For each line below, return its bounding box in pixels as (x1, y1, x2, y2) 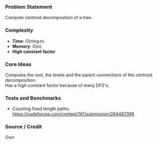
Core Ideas (5, 60, 32, 67)
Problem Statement (5, 3, 52, 10)
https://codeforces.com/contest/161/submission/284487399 (12, 111, 134, 117)
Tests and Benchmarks (5, 94, 61, 101)
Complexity (5, 27, 33, 34)
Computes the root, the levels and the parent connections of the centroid (5, 72, 153, 78)
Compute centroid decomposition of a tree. (5, 15, 92, 21)
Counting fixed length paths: (12, 106, 70, 112)
